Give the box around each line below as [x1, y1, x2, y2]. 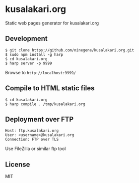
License [5, 160, 30, 169]
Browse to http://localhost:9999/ [5, 69, 76, 75]
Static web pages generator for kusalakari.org [5, 20, 99, 26]
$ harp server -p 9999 [5, 61, 52, 66]
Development [5, 34, 48, 43]
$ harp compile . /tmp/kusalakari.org [5, 101, 85, 107]
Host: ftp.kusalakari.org [5, 128, 59, 133]
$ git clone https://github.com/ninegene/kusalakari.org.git [5, 47, 135, 53]
